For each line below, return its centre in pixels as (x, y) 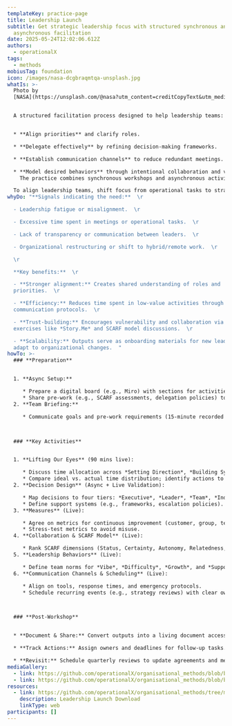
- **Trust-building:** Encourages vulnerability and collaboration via (119, 322)
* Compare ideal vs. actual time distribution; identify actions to (123, 479)
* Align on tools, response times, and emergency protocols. (112, 586)
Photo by (26, 91)
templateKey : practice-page (48, 13)
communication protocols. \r (57, 310)
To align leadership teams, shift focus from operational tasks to (113, 191)
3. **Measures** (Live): (49, 510)
